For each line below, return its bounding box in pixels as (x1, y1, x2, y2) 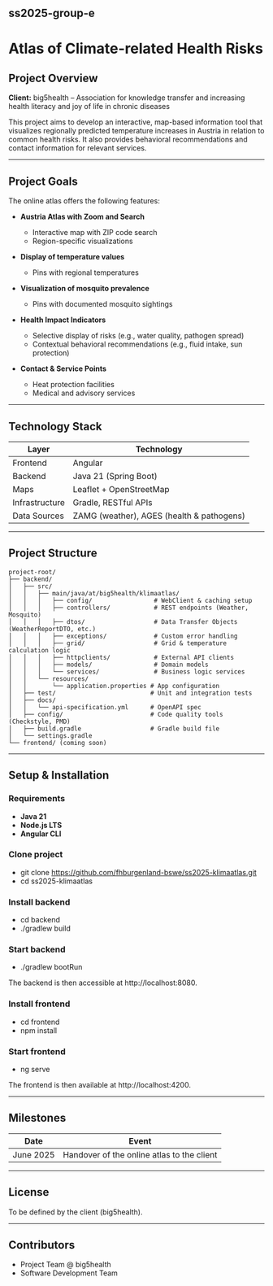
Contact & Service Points (19, 364, 107, 373)
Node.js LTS (19, 820, 63, 830)
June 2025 (12, 1149, 55, 1160)
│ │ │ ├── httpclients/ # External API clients (8, 653, 234, 661)
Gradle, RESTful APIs (72, 497, 153, 508)
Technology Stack (8, 419, 102, 434)
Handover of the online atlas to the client (63, 1149, 218, 1160)
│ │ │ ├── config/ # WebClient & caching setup (8, 596, 253, 604)
